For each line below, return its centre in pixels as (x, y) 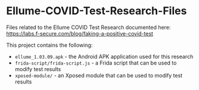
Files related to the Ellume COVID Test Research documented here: (89, 27)
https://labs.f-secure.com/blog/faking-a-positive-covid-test (80, 33)
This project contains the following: (50, 45)
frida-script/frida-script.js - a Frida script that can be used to (96, 63)
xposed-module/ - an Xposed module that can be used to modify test (99, 75)
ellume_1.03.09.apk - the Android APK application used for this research (104, 56)
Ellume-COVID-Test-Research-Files (97, 11)
